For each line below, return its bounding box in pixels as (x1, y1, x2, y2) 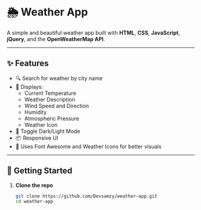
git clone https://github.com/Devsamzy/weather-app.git (15, 193, 157, 199)
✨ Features (7, 58, 49, 69)
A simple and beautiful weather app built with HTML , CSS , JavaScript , (7, 29, 181, 36)
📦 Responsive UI (15, 134, 58, 141)
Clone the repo (15, 181, 53, 189)
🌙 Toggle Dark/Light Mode (15, 127, 81, 135)
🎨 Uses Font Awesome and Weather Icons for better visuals (15, 143, 162, 150)
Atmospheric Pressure (24, 115, 79, 122)
